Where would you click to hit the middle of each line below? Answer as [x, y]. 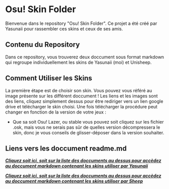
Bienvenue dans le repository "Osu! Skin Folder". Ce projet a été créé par [81, 23]
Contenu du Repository [43, 45]
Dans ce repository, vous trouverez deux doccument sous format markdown [85, 57]
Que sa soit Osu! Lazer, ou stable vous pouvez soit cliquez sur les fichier [88, 122]
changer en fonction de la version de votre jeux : [56, 112]
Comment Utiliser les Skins [49, 78]
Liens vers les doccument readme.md [66, 148]
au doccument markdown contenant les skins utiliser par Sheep [74, 181]
